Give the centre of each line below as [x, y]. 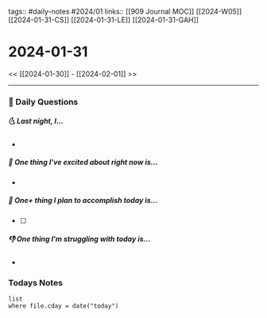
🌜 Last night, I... [36, 121]
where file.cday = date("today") [64, 306]
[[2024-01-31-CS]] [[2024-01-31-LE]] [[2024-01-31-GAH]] [104, 20]
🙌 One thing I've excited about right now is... [83, 163]
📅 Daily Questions [43, 102]
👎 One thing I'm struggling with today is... [79, 239]
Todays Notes [36, 282]
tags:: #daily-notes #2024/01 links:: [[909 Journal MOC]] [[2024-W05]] [125, 11]
